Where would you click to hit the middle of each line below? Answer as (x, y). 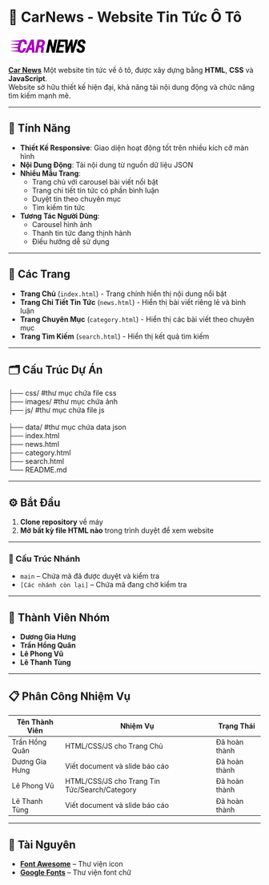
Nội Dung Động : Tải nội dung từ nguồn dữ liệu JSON (106, 164)
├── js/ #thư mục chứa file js (56, 410)
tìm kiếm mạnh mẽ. (40, 95)
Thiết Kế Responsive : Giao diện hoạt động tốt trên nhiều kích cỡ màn (134, 148)
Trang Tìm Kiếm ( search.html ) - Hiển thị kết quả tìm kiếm (114, 336)
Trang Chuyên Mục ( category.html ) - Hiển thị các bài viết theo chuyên (137, 319)
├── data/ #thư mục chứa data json (67, 427)
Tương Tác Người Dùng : (60, 216)
